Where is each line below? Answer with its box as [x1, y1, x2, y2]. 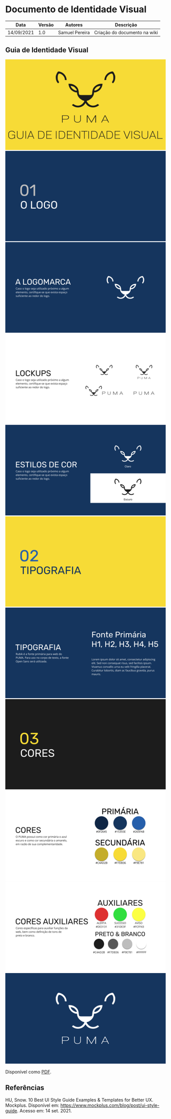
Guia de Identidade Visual [5, 45, 89, 54]
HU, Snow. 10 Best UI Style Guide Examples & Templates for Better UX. [5, 1097, 154, 1103]
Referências [5, 1083, 45, 1092]
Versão [38, 22, 54, 28]
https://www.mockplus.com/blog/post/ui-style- [60, 1102, 160, 1108]
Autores [65, 22, 83, 28]
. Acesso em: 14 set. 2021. [17, 1108, 72, 1114]
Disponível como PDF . [5, 1068, 52, 1075]
